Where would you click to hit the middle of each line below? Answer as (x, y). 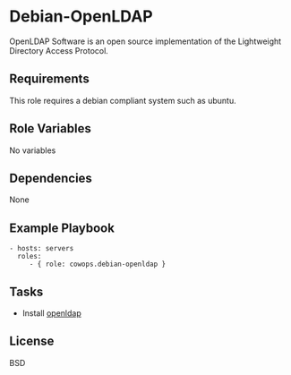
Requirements (49, 79)
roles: (30, 257)
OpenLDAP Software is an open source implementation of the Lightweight (145, 41)
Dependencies (51, 178)
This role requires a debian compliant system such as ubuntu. (123, 100)
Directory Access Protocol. (59, 50)
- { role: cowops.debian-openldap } (98, 264)
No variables (33, 150)
